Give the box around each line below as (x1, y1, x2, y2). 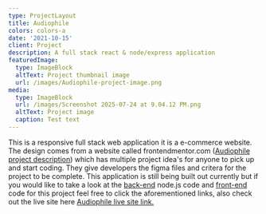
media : (8, 85, 30, 94)
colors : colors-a (8, 26, 66, 34)
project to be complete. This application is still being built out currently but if (8, 171, 259, 180)
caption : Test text (15, 116, 80, 124)
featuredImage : (8, 57, 59, 65)
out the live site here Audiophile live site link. (8, 196, 155, 206)
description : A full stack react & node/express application (8, 49, 216, 57)
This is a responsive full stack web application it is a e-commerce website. (8, 137, 252, 147)
